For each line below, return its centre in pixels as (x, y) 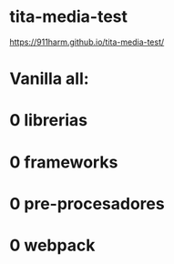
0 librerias (49, 121)
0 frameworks (64, 162)
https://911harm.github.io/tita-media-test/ (87, 42)
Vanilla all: (49, 79)
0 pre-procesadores (87, 203)
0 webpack (52, 245)
